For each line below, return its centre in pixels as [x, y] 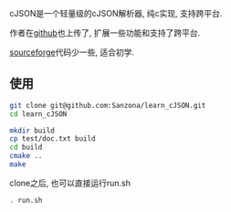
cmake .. [26, 156]
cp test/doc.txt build [52, 139]
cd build [26, 148]
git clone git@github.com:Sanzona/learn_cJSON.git [108, 105]
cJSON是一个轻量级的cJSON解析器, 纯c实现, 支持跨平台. [116, 13]
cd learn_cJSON [38, 114]
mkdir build [32, 131]
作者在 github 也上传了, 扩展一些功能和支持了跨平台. [105, 33]
